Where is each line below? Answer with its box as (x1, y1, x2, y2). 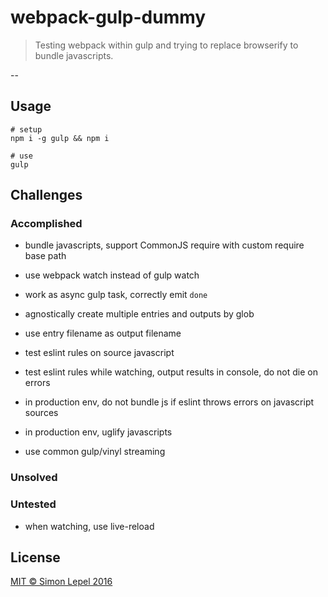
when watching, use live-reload (24, 520, 155, 532)
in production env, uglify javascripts (24, 426, 173, 438)
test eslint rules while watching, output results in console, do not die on (24, 366, 318, 378)
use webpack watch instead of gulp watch (24, 269, 200, 281)
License (10, 549, 61, 566)
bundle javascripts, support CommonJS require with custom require (24, 239, 305, 251)
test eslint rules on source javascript (24, 347, 175, 359)
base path (24, 250, 67, 262)
